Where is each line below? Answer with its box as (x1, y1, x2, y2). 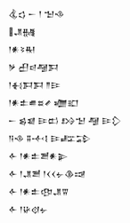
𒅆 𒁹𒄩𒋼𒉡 (8, 204, 48, 214)
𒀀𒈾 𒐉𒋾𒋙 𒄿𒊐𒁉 (8, 133, 92, 143)
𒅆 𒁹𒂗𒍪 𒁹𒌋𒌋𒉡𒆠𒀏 (8, 169, 86, 179)
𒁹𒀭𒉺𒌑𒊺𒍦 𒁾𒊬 (8, 98, 79, 108)
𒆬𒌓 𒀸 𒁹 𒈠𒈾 (8, 9, 65, 19)
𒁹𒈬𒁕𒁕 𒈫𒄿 (8, 80, 61, 90)
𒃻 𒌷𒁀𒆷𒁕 (8, 62, 60, 72)
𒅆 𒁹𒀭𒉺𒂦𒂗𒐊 (8, 187, 69, 196)
